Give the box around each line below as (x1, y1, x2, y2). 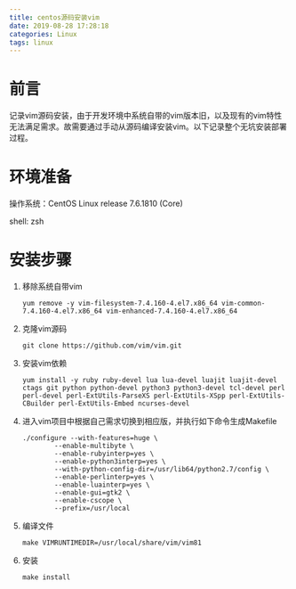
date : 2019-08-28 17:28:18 (9, 21, 109, 30)
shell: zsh (9, 216, 44, 227)
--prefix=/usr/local (54, 504, 131, 513)
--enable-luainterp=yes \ (54, 480, 150, 490)
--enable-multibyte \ (54, 442, 135, 451)
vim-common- (220, 299, 266, 308)
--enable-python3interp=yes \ (54, 457, 166, 466)
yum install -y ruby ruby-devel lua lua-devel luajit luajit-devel (21, 376, 277, 385)
